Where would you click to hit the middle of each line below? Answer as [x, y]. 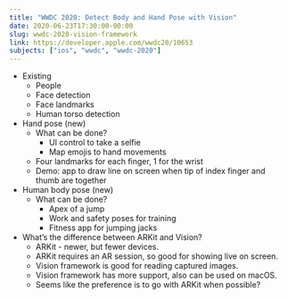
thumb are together [71, 180]
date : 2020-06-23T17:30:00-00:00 [71, 26]
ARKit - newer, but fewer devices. [97, 247]
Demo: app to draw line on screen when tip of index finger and [150, 171]
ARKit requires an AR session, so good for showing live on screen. [157, 256]
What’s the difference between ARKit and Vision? [112, 237]
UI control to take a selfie [94, 143]
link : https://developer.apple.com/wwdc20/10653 [101, 42]
